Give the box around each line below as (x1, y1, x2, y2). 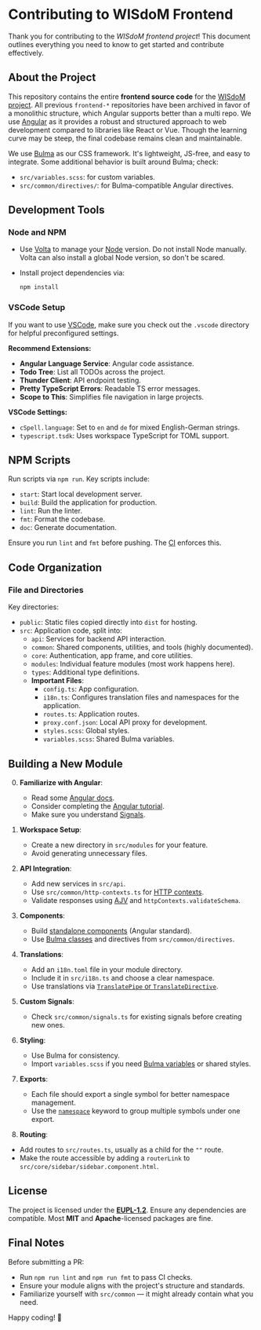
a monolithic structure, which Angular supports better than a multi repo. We (8, 108, 252, 118)
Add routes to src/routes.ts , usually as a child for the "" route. (19, 1145, 223, 1154)
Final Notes (8, 1237, 65, 1250)
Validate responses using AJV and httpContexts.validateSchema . (31, 895, 241, 904)
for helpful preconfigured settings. (8, 328, 119, 338)
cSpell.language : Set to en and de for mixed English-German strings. (19, 422, 241, 432)
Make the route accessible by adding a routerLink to (19, 1153, 190, 1163)
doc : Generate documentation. (19, 523, 118, 532)
